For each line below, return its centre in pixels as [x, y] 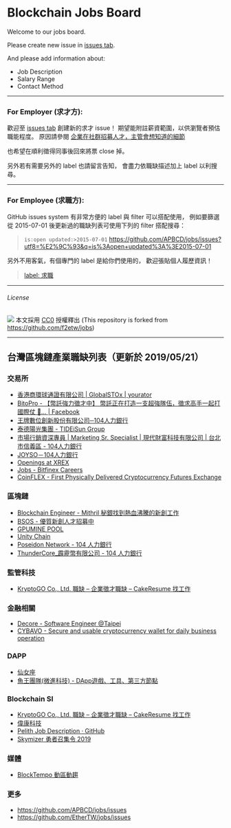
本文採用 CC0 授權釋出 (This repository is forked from [92, 320]
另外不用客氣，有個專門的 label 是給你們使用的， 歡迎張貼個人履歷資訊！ [110, 260]
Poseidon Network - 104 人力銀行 [64, 544]
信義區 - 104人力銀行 [53, 446]
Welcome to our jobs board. [46, 32]
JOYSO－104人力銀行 [47, 455]
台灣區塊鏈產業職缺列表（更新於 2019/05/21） [106, 358]
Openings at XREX [43, 462]
